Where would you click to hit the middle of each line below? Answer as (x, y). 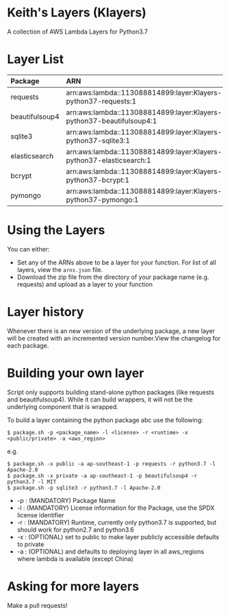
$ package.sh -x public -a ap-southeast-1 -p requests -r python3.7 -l (111, 464)
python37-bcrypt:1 (98, 180)
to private (30, 544)
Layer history (46, 312)
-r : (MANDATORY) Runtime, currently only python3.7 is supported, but (117, 522)
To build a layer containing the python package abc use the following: (105, 420)
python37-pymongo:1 (102, 199)
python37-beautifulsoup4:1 (112, 121)
